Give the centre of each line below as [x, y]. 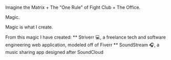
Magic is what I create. [29, 27]
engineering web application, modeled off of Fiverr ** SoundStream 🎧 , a [82, 45]
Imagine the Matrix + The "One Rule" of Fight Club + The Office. [73, 7]
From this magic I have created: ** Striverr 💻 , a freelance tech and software [86, 37]
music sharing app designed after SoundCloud [55, 52]
